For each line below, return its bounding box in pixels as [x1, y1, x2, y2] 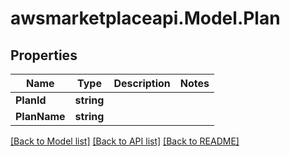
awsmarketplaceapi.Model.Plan [10, 7, 281, 30]
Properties [10, 47, 78, 64]
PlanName [15, 110, 66, 123]
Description [113, 77, 171, 90]
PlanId [15, 93, 47, 107]
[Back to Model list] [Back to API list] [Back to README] [10, 135, 240, 147]
